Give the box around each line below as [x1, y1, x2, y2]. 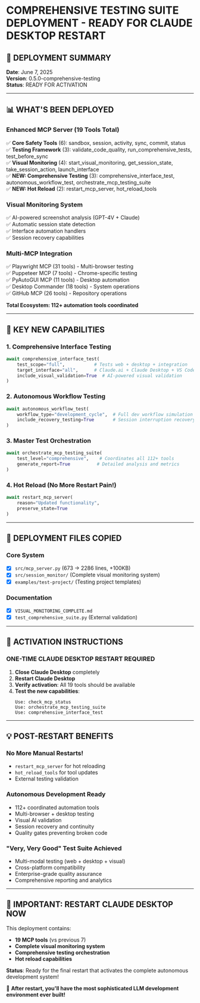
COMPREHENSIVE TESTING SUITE [6, 4, 179, 17]
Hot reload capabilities [14, 955, 73, 962]
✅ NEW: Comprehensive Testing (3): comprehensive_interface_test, [6, 172, 175, 179]
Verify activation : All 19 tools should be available [14, 681, 136, 688]
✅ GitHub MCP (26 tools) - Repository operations [6, 290, 127, 297]
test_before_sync [6, 153, 49, 160]
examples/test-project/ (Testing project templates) [14, 578, 142, 585]
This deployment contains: [6, 924, 71, 931]
